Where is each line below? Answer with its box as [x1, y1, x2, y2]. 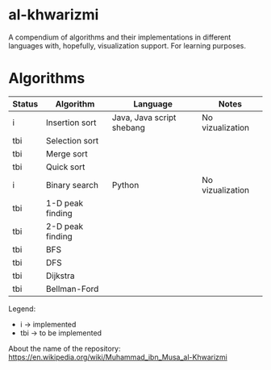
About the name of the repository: [8, 343, 121, 353]
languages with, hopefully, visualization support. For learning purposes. [8, 40, 247, 50]
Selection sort [45, 135, 99, 146]
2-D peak [45, 220, 84, 231]
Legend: [8, 304, 36, 314]
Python [111, 179, 140, 190]
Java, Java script [111, 111, 177, 123]
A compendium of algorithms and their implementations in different [8, 32, 231, 42]
